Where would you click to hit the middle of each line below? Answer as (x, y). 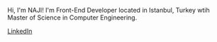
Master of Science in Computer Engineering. (72, 17)
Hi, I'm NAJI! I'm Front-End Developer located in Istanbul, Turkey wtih (109, 10)
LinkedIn (20, 31)
